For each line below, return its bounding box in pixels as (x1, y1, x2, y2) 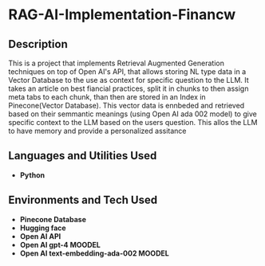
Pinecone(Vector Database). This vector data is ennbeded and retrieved (8, 101, 245, 110)
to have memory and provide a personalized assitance (8, 126, 187, 135)
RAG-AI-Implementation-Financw (8, 6, 236, 24)
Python (19, 170, 45, 180)
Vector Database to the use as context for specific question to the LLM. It (8, 76, 249, 84)
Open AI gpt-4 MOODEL (19, 240, 101, 249)
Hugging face (19, 223, 66, 233)
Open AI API (19, 231, 61, 241)
